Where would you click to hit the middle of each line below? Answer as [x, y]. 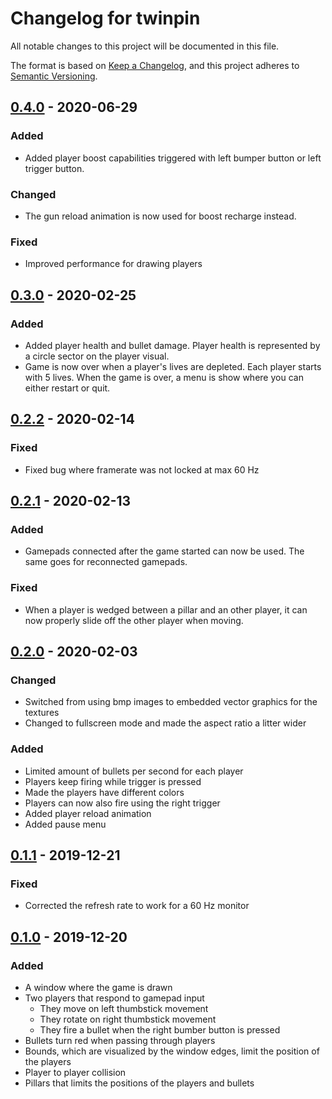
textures [42, 713]
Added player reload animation [88, 813]
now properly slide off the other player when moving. [134, 620]
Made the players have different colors [104, 792]
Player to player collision [75, 1072]
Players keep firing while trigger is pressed [113, 781]
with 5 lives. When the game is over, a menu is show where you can [164, 377]
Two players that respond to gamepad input [114, 998]
